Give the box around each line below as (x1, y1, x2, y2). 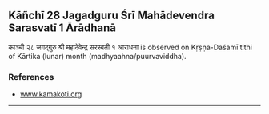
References (8, 71, 54, 82)
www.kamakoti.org (19, 89, 82, 99)
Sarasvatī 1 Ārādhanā (8, 22, 117, 35)
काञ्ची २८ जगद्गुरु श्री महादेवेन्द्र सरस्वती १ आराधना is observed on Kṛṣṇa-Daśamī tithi (8, 42, 252, 52)
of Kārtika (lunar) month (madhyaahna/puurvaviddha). (8, 51, 187, 61)
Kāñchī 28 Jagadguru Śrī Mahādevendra (8, 9, 215, 22)
